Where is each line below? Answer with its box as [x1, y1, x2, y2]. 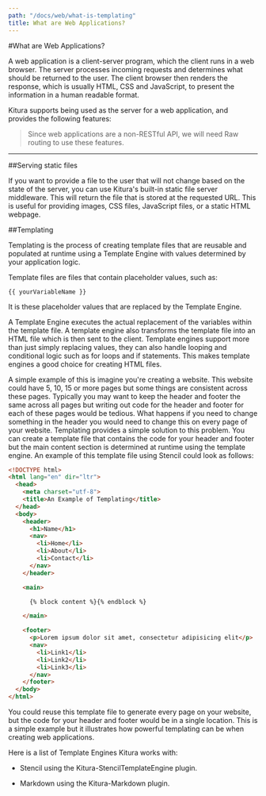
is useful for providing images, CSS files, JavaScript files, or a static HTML [8, 201, 251, 210]
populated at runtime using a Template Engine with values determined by [8, 248, 247, 258]
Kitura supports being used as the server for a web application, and [8, 105, 228, 115]
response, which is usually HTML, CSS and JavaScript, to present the [8, 81, 235, 91]
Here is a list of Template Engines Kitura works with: [8, 748, 178, 757]
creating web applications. [8, 733, 95, 742]
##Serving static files [8, 160, 78, 170]
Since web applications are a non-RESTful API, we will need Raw [27, 129, 239, 139]
